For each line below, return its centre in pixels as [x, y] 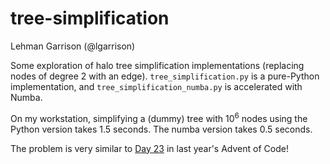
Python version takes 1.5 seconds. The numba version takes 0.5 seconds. [161, 129]
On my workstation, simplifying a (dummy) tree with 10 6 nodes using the [159, 117]
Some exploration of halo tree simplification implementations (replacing [157, 65]
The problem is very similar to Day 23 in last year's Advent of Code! [149, 148]
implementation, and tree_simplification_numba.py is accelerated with [156, 86]
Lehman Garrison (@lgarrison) [73, 46]
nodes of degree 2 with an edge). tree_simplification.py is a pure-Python [165, 76]
